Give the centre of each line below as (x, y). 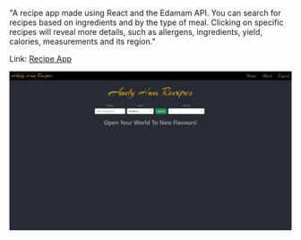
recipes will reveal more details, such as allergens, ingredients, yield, (136, 32)
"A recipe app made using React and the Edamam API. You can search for (145, 13)
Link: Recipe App (41, 59)
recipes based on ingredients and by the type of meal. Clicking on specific (146, 22)
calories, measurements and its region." (82, 41)
